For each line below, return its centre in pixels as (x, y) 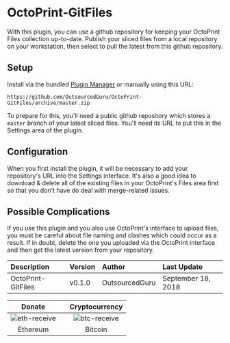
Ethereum (33, 329)
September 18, (186, 279)
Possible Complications (59, 212)
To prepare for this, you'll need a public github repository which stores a (109, 115)
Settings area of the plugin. (45, 130)
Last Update (182, 267)
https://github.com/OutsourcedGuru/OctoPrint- (75, 97)
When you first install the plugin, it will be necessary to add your (98, 168)
